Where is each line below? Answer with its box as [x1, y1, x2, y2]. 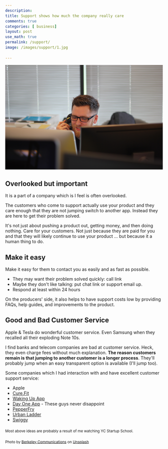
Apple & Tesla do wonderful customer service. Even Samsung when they [5, 329, 155, 335]
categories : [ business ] [5, 24, 57, 29]
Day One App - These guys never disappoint [12, 401, 104, 407]
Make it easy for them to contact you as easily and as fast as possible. [5, 266, 150, 272]
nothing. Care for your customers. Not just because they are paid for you [5, 228, 155, 234]
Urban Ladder [12, 411, 41, 417]
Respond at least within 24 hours [12, 286, 80, 292]
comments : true [5, 18, 37, 23]
